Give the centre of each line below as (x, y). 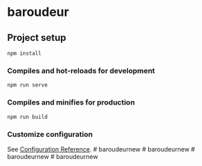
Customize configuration (50, 134)
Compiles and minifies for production (71, 102)
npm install (24, 53)
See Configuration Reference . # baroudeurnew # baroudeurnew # (101, 149)
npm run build (28, 117)
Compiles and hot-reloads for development (81, 71)
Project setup (37, 38)
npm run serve (28, 85)
